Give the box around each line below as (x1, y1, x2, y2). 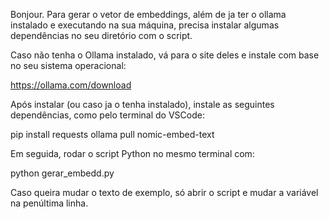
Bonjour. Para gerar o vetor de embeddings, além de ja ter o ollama (10, 9, 287, 20)
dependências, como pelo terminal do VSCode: (10, 109, 205, 121)
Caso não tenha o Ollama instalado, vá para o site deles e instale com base (10, 49, 320, 61)
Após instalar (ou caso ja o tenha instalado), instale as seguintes (10, 99, 275, 110)
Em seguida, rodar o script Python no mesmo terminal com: (10, 148, 255, 159)
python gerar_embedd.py (10, 167, 115, 179)
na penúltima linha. (10, 197, 89, 209)
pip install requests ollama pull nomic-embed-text (10, 129, 215, 140)
